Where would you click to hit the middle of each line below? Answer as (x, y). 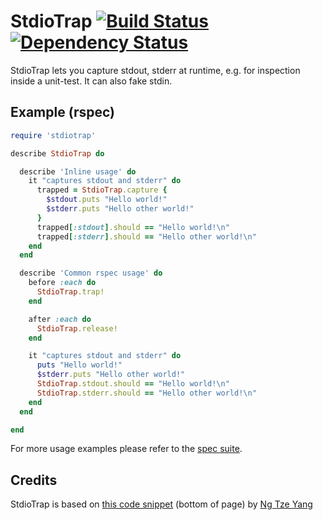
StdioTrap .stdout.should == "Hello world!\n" (133, 384)
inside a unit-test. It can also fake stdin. (91, 81)
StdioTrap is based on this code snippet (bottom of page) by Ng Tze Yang (161, 504)
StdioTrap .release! (77, 328)
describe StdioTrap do (57, 153)
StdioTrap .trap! (70, 292)
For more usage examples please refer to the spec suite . (126, 449)
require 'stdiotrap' (53, 135)
